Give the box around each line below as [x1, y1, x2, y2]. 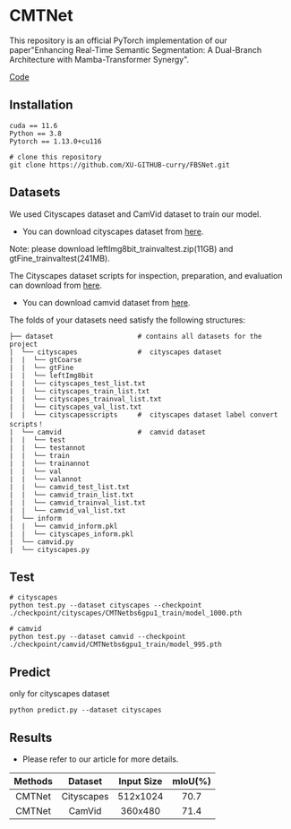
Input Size [118, 775, 163, 787]
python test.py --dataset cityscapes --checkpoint [9, 601, 202, 610]
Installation [9, 98, 73, 113]
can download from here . [9, 280, 103, 290]
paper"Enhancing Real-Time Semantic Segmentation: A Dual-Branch [9, 44, 262, 55]
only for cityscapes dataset [9, 688, 110, 699]
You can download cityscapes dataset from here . [21, 226, 204, 237]
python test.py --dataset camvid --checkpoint [9, 633, 186, 642]
